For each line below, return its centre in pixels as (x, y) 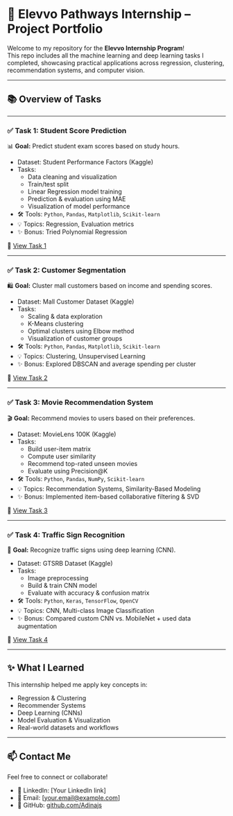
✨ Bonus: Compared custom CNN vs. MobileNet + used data (104, 618)
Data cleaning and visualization (72, 177)
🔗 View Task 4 (28, 639)
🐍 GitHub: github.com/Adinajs (60, 805)
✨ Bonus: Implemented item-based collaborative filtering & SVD (108, 496)
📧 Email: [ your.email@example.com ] (69, 797)
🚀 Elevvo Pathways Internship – (99, 14)
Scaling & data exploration (65, 316)
